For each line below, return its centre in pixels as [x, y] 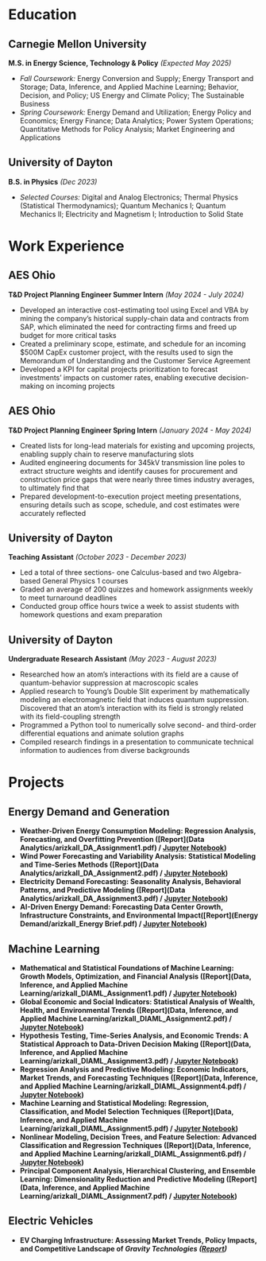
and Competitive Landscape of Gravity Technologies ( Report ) [123, 1248]
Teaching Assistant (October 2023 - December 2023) [97, 557]
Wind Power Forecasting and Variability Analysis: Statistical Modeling [138, 856]
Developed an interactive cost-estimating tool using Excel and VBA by [134, 310]
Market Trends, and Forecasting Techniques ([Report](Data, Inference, [139, 1078]
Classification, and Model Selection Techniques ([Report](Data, [127, 1112]
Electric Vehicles [51, 1221]
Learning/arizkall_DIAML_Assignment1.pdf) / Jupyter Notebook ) [128, 993]
